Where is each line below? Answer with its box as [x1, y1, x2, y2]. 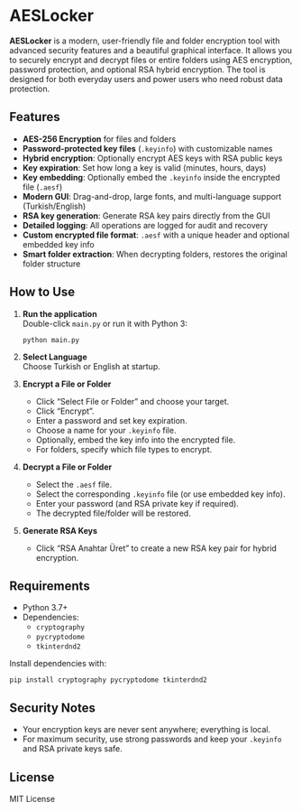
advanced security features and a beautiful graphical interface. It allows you [9, 44, 293, 55]
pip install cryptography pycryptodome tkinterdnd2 [9, 676, 207, 685]
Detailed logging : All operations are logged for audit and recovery [22, 219, 269, 230]
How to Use [9, 284, 76, 300]
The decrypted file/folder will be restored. [35, 508, 191, 518]
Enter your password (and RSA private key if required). [35, 498, 239, 508]
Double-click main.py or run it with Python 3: [22, 318, 187, 329]
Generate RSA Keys [22, 525, 97, 536]
